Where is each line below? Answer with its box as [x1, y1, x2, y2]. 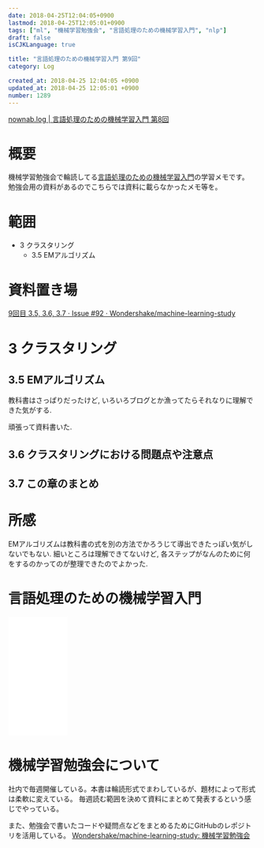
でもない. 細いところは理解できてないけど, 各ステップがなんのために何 [21, 549, 251, 559]
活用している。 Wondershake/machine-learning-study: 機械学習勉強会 [21, 831, 251, 840]
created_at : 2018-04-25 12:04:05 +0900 [8, 77, 139, 85]
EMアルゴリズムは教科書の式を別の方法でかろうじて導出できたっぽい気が [8, 539, 247, 549]
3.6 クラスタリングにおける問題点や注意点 [8, 447, 214, 461]
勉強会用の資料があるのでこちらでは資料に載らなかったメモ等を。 [8, 183, 222, 192]
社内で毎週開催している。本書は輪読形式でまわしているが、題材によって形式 [8, 784, 256, 793]
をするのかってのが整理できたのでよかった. [8, 559, 148, 569]
